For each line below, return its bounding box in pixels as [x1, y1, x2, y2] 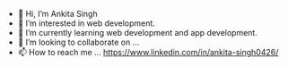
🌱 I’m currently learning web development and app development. [17, 28, 257, 37]
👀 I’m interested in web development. [17, 18, 155, 29]
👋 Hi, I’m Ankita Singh [17, 9, 98, 19]
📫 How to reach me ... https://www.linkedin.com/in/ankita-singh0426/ [17, 47, 279, 57]
